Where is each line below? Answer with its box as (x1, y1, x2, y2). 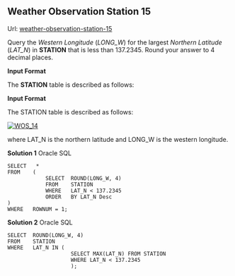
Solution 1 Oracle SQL (7, 148, 72, 157)
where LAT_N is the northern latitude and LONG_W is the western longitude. (7, 135, 229, 143)
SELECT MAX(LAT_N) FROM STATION (70, 250, 166, 257)
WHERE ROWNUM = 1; (7, 205, 69, 212)
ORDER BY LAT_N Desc (45, 193, 113, 200)
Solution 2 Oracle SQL (7, 218, 73, 227)
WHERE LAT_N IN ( (7, 244, 65, 251)
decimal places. (7, 53, 53, 61)
